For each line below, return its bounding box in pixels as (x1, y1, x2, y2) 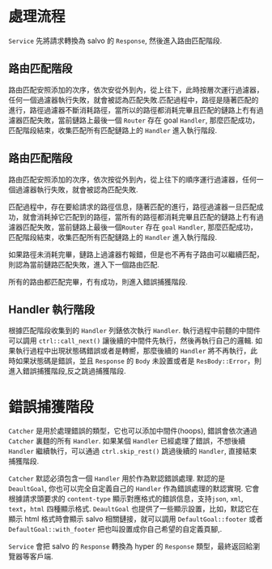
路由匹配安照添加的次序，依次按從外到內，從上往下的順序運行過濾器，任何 (8, 174, 257, 184)
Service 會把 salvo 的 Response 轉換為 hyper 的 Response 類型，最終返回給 (8, 541, 253, 551)
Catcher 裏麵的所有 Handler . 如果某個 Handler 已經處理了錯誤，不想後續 (8, 436, 246, 446)
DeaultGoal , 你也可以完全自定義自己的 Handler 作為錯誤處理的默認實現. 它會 (8, 484, 260, 494)
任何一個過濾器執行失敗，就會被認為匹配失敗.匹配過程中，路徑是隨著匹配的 (8, 95, 259, 105)
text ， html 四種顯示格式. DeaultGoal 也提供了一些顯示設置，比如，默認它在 (8, 504, 259, 514)
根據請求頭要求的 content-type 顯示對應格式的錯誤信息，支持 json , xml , (8, 494, 244, 503)
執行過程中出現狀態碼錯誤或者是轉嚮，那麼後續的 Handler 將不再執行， (15, 346, 251, 356)
